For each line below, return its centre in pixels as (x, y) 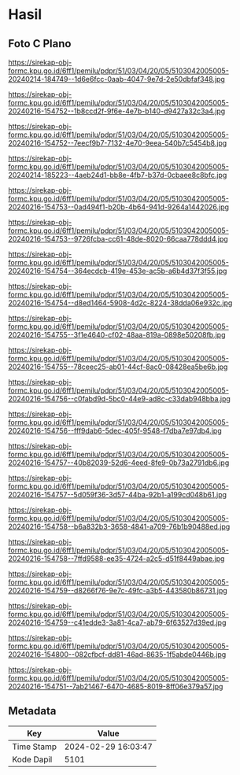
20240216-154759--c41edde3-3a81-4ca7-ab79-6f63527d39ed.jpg (117, 622)
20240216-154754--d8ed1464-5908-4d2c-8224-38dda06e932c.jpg (120, 303)
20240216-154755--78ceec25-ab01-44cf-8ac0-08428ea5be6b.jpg (118, 367)
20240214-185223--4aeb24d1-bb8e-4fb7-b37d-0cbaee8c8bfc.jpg (118, 175)
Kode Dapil (32, 759)
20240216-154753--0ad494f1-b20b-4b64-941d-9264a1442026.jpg (119, 207)
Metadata (32, 711)
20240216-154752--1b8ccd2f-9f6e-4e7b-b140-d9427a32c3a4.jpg (117, 111)
